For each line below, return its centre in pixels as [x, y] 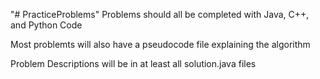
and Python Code [46, 25]
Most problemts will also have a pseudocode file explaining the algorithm [160, 44]
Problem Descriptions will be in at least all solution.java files [133, 63]
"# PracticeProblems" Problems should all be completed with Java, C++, [160, 14]
